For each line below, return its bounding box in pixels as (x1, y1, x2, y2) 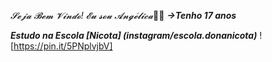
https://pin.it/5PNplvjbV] (13, 40, 113, 52)
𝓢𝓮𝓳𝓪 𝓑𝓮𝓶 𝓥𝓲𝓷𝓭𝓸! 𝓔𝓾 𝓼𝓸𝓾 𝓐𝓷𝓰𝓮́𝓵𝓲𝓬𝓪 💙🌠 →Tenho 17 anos (10, 10, 237, 21)
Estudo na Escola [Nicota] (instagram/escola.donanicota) (10, 30, 258, 41)
